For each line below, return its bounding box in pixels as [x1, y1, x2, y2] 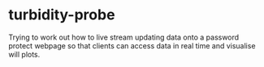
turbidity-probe [8, 6, 115, 24]
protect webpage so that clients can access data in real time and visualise [8, 40, 256, 50]
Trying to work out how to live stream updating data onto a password [8, 32, 240, 42]
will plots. [8, 49, 41, 59]
